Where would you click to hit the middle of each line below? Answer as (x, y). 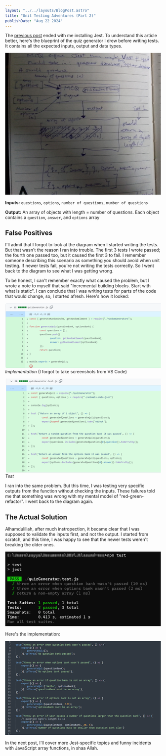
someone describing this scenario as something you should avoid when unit (83, 261)
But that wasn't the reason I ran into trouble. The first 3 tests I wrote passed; (83, 250)
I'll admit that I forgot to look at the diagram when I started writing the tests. (82, 245)
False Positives (29, 233)
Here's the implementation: (33, 634)
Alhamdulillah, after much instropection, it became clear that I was (72, 529)
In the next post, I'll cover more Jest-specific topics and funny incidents (78, 743)
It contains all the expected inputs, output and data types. (64, 46)
